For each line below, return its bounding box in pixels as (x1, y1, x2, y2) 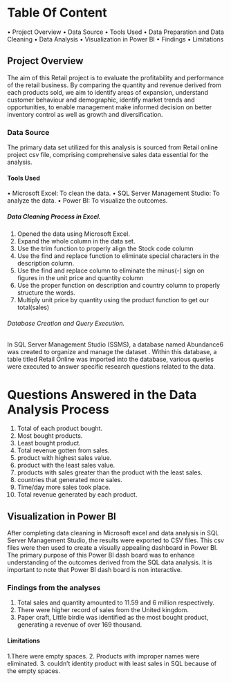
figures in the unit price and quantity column (17, 274, 144, 282)
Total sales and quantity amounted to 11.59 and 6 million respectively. (17, 598, 214, 607)
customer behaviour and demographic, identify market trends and (7, 95, 195, 104)
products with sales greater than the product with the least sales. (17, 468, 203, 477)
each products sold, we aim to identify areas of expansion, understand (7, 88, 209, 96)
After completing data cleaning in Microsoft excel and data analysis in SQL (7, 529, 219, 537)
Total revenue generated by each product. (17, 490, 138, 499)
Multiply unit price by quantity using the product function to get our (17, 296, 210, 304)
